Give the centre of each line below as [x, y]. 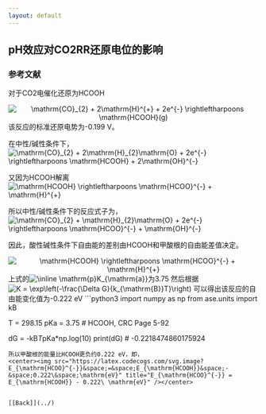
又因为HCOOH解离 [39, 178]
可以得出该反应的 [221, 289]
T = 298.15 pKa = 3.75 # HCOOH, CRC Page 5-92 [89, 323]
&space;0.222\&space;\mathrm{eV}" [66, 375]
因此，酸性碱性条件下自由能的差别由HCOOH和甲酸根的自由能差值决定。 [126, 245]
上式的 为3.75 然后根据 [104, 279]
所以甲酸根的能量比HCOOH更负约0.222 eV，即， [76, 354]
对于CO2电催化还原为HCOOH [56, 93]
